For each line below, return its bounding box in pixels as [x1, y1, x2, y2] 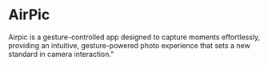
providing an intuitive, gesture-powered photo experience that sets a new [8, 40, 250, 50]
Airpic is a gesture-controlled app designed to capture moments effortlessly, [8, 32, 261, 42]
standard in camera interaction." [8, 49, 114, 59]
